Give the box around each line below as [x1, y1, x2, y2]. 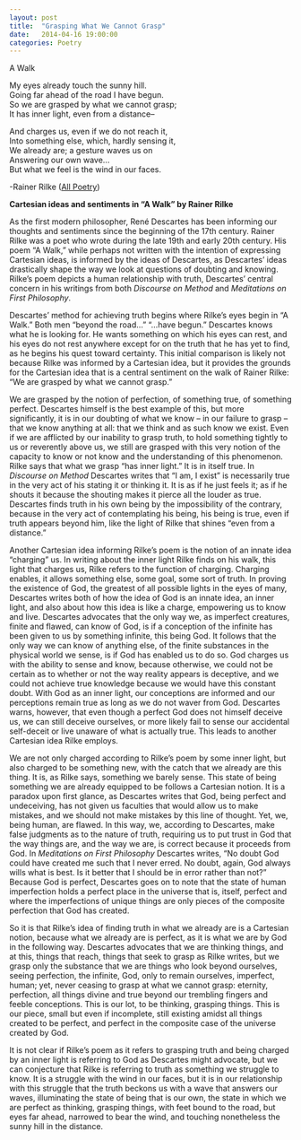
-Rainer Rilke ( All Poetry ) [9, 181, 100, 193]
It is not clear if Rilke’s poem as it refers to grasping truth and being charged [9, 1045, 289, 1056]
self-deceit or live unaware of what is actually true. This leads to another [9, 726, 277, 736]
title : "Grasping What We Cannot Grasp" [9, 22, 167, 30]
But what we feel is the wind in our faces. [9, 164, 161, 175]
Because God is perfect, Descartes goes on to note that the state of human [9, 876, 287, 888]
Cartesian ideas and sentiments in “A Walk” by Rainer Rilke [9, 199, 234, 210]
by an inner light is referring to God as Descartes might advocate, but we [9, 1055, 278, 1066]
